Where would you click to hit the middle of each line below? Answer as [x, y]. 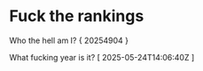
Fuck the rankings [77, 16]
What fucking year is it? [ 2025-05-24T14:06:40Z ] [102, 57]
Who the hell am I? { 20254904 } [69, 40]
